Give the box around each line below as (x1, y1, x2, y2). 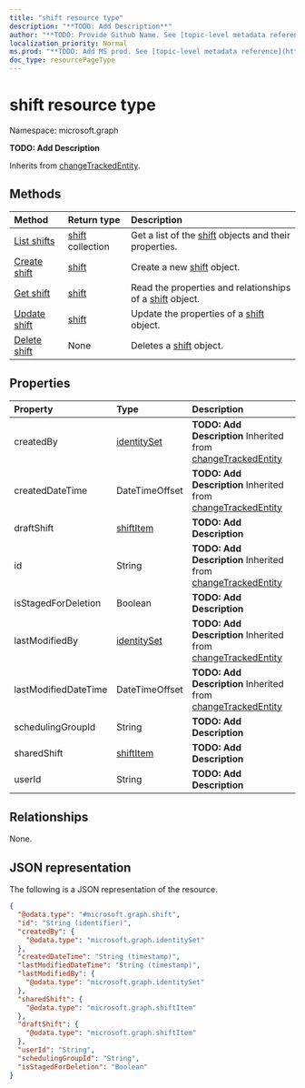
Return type (67, 213, 121, 226)
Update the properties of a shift (131, 307, 265, 319)
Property (14, 402, 54, 415)
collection (67, 240, 111, 253)
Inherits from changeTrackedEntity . (9, 160, 141, 171)
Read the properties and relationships (131, 281, 291, 294)
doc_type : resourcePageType (9, 55, 116, 65)
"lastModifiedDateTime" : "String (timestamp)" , (17, 961, 202, 970)
